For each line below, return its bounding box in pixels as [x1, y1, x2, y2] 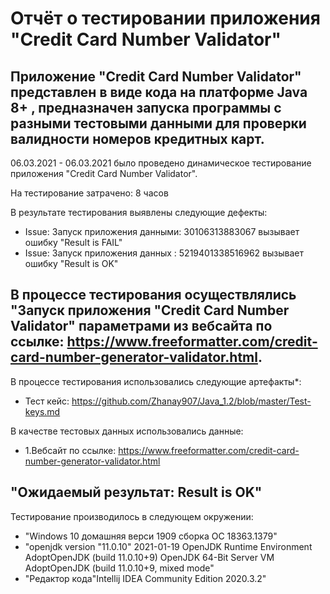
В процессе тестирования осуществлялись [10, 287, 297, 304]
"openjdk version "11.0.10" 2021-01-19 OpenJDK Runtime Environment [24, 540, 313, 552]
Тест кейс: [24, 395, 70, 407]
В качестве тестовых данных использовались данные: [10, 425, 244, 437]
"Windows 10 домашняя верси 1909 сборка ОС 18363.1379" [24, 530, 278, 542]
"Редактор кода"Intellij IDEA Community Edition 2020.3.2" [24, 572, 267, 584]
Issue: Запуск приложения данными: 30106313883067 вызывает [24, 226, 300, 237]
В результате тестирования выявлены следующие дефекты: [10, 207, 268, 218]
